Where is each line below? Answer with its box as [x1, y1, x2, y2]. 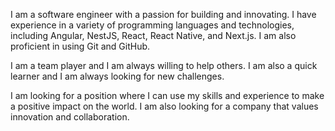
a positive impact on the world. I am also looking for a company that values [10, 100, 319, 112]
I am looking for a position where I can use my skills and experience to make [10, 90, 325, 101]
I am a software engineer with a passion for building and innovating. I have [10, 9, 317, 20]
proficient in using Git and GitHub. [10, 40, 151, 52]
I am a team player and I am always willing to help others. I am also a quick [10, 60, 318, 71]
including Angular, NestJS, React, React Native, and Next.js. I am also [10, 30, 297, 41]
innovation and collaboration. [10, 111, 130, 123]
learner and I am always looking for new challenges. [10, 70, 225, 82]
